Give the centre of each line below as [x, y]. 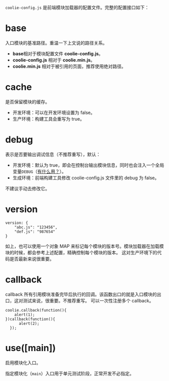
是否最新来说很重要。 [32, 259]
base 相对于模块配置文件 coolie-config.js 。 [58, 53]
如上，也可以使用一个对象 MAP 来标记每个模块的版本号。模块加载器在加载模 [85, 246]
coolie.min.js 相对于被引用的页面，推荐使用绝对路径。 [69, 66]
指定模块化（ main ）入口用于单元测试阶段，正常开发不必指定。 [70, 373]
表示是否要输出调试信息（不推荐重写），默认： [53, 154]
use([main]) [31, 348]
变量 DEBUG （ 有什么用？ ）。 [39, 171]
